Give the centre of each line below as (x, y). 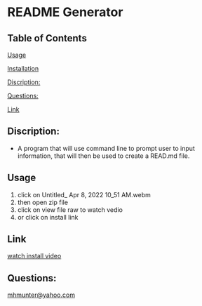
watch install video (34, 256)
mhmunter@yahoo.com (41, 295)
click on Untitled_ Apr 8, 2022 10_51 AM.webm (84, 194)
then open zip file (43, 202)
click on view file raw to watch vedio (70, 209)
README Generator (65, 12)
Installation (23, 68)
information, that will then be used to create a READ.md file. (103, 156)
